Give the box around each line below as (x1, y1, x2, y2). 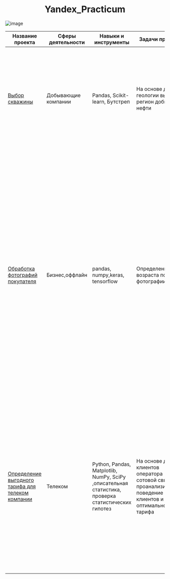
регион (136, 98, 154, 105)
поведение (136, 489, 163, 496)
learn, (92, 98, 106, 105)
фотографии (136, 278, 166, 285)
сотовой (136, 476, 157, 484)
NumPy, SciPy (92, 473, 126, 480)
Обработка (8, 265, 35, 272)
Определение (8, 470, 42, 477)
